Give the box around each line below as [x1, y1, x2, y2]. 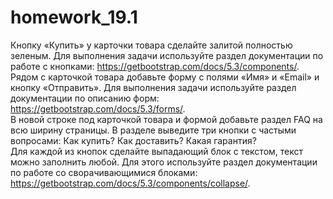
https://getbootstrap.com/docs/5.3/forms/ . [10, 102, 186, 115]
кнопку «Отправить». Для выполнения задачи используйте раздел [10, 81, 297, 93]
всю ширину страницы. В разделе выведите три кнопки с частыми [10, 124, 297, 136]
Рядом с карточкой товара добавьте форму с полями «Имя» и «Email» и [10, 71, 320, 83]
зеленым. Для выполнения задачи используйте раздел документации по [10, 49, 324, 61]
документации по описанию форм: [10, 92, 160, 104]
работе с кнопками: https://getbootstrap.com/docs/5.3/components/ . [10, 60, 300, 72]
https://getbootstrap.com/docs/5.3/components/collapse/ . [10, 177, 251, 189]
